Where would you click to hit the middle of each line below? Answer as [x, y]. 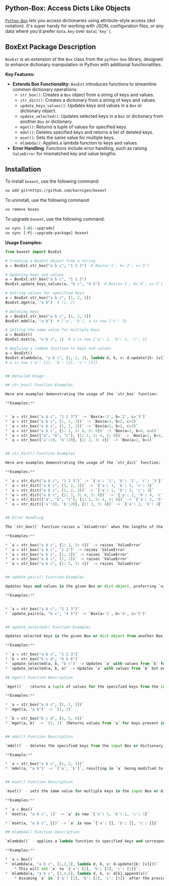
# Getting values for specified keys [45, 293]
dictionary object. [38, 111]
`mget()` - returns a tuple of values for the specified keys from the [82, 687]
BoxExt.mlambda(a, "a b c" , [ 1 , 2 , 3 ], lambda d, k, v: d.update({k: [80, 358]
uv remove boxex [22, 209]
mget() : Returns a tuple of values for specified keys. [74, 127]
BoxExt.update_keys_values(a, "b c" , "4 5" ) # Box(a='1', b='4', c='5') [84, 284]
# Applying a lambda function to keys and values [58, 349]
